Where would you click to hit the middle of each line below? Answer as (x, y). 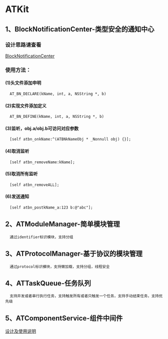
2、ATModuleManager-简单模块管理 (63, 224)
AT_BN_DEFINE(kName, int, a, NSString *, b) (57, 117)
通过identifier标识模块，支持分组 (42, 237)
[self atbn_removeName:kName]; (42, 162)
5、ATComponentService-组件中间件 (64, 318)
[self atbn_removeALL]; (34, 185)
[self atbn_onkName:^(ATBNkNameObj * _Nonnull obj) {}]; (70, 140)
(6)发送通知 (17, 196)
